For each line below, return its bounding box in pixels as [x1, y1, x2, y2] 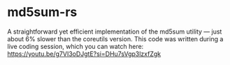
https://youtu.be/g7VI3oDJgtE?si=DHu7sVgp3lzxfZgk [7, 50, 161, 58]
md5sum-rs [7, 4, 78, 20]
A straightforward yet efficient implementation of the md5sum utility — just [7, 27, 222, 36]
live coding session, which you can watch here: [7, 42, 144, 50]
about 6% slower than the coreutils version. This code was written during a [7, 34, 224, 43]
